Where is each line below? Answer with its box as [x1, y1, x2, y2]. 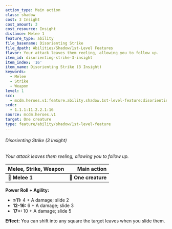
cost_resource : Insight [5, 27, 56, 32]
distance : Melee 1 [5, 31, 45, 36]
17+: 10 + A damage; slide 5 [12, 208, 72, 214]
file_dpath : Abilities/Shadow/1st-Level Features [5, 45, 114, 51]
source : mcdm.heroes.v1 [5, 112, 56, 118]
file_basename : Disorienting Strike [5, 41, 83, 46]
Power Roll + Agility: [5, 187, 50, 193]
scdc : [5, 103, 17, 108]
